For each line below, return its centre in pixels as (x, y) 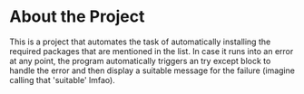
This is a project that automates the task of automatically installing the (140, 42)
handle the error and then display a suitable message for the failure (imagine (152, 70)
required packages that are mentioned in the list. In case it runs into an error (152, 51)
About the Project (77, 17)
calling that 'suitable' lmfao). (62, 80)
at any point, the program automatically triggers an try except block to (140, 61)
